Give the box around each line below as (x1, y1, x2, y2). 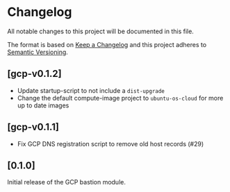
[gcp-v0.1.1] (7, 121, 59, 133)
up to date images (17, 101, 69, 110)
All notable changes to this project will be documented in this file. (7, 27, 195, 35)
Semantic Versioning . (7, 48, 68, 56)
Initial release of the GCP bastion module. (7, 178, 126, 186)
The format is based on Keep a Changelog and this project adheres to (7, 40, 207, 49)
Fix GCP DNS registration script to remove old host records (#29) (17, 139, 204, 148)
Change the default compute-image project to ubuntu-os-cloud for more (17, 94, 224, 102)
